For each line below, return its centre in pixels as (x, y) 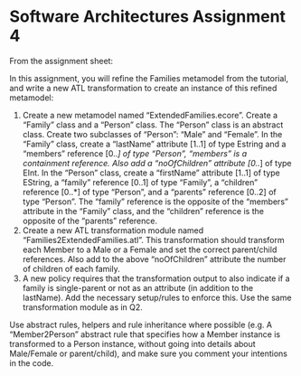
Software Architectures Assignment (148, 17)
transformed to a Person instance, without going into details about (132, 343)
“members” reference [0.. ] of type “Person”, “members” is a (135, 153)
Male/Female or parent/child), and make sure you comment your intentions (148, 353)
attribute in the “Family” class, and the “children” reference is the (143, 211)
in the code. (32, 362)
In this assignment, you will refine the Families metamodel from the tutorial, (149, 78)
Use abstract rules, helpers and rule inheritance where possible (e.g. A (141, 324)
